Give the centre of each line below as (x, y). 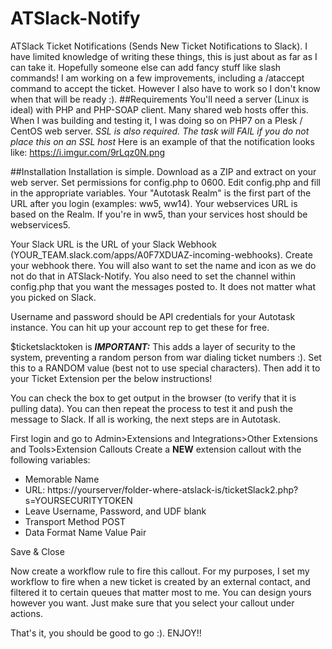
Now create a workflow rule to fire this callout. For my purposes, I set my (160, 571)
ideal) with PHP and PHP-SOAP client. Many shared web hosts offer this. (159, 109)
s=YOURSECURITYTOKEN (78, 500)
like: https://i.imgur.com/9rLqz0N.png (88, 152)
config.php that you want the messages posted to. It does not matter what (163, 286)
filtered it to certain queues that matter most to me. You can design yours (161, 592)
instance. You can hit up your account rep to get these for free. (140, 327)
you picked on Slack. (53, 297)
